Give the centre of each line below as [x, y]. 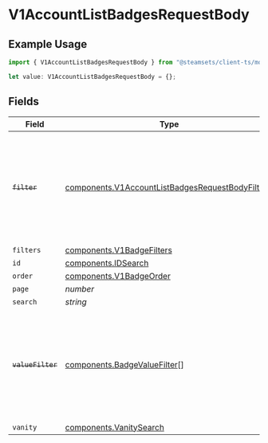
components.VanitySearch [115, 427]
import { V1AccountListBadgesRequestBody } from [91, 62]
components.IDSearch [107, 263]
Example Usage [48, 44]
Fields [24, 102]
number [80, 288]
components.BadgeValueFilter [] [125, 364]
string [76, 302]
